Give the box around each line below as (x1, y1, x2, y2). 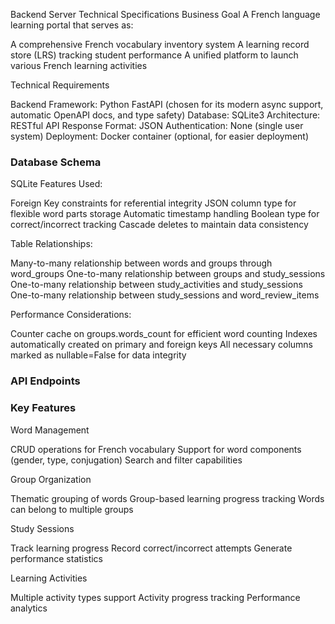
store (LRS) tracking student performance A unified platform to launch (10, 49, 299, 61)
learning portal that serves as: (10, 19, 134, 31)
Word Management (10, 424, 90, 436)
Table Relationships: (10, 238, 93, 250)
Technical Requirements (10, 79, 110, 91)
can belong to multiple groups (10, 503, 134, 515)
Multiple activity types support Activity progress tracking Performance (10, 591, 301, 603)
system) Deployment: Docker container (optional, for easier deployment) (10, 130, 309, 142)
